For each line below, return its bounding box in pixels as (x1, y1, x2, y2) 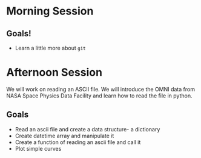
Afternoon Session (6, 65, 103, 79)
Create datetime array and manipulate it (15, 132, 114, 139)
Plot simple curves (15, 145, 62, 152)
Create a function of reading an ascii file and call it (15, 138, 141, 146)
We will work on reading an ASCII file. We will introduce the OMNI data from (6, 85, 196, 93)
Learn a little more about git (15, 44, 86, 51)
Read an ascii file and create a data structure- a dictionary (15, 125, 160, 133)
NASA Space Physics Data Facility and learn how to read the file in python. (6, 92, 193, 99)
